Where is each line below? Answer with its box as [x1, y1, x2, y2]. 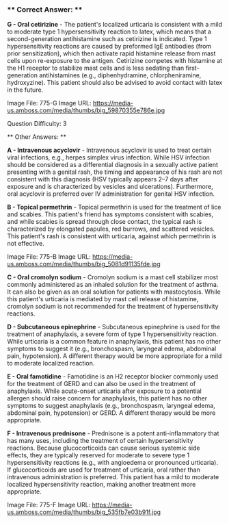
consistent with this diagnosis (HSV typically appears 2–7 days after [7, 175, 199, 183]
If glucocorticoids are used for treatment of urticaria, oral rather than [7, 465, 200, 474]
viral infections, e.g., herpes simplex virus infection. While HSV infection [7, 153, 211, 162]
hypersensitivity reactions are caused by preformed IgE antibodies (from [7, 42, 212, 51]
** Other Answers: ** [7, 133, 67, 141]
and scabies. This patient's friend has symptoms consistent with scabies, [7, 210, 214, 218]
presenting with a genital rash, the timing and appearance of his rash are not [7, 168, 223, 176]
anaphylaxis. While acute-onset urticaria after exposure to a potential [7, 387, 202, 395]
